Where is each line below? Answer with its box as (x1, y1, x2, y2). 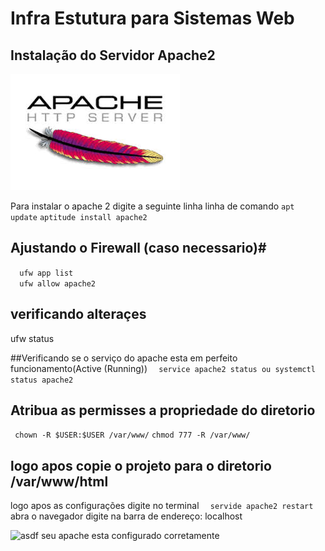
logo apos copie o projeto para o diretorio (10, 457, 272, 474)
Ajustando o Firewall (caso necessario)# (10, 240, 267, 257)
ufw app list (19, 268, 74, 278)
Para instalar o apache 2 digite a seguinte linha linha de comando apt (10, 200, 295, 212)
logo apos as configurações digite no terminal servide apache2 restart (10, 500, 314, 512)
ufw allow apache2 (19, 278, 97, 289)
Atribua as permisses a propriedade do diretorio (10, 402, 316, 419)
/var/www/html (10, 473, 109, 490)
